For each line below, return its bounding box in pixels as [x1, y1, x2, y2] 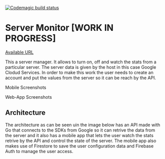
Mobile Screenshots [5, 84, 46, 90]
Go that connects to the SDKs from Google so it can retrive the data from [5, 127, 155, 133]
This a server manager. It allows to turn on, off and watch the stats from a [5, 59, 156, 65]
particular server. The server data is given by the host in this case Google [5, 64, 156, 70]
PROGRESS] [5, 33, 56, 44]
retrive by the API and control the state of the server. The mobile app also [5, 138, 156, 144]
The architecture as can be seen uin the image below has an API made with [5, 122, 160, 128]
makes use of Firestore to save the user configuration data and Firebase [5, 143, 154, 149]
